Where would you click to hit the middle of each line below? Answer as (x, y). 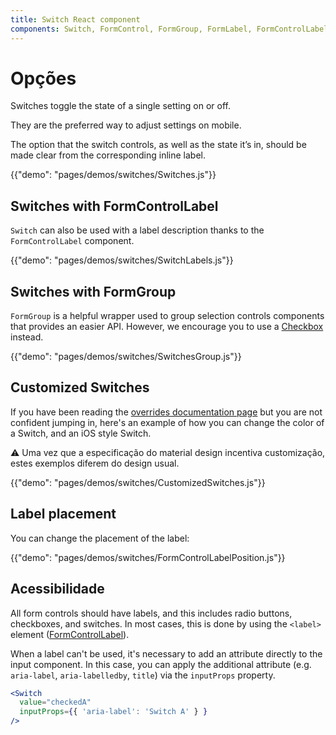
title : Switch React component (75, 19)
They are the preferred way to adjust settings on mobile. (126, 125)
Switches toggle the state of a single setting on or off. (120, 106)
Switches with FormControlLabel (114, 206)
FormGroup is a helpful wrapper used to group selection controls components (167, 316)
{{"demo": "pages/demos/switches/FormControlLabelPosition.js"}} (148, 557)
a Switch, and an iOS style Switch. (81, 433)
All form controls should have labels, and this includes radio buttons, (151, 613)
